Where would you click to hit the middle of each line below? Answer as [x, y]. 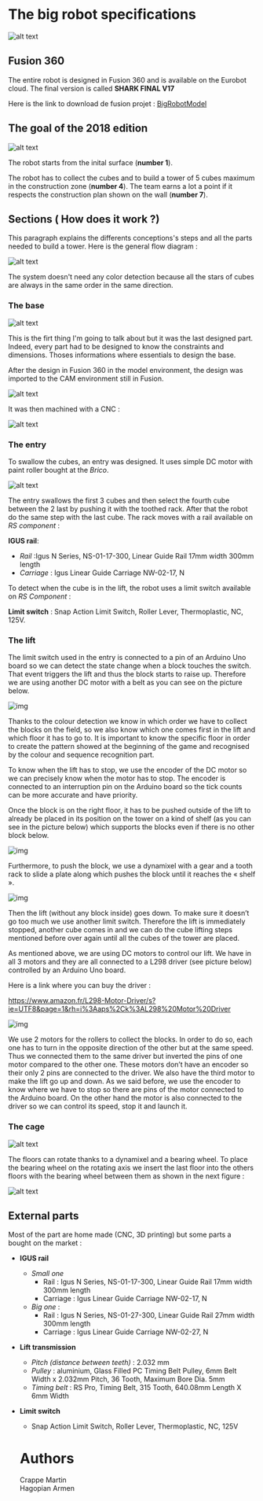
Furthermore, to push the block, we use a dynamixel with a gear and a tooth [131, 866]
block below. [29, 835]
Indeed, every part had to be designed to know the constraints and [116, 346]
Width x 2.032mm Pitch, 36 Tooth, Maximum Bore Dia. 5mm [128, 1379]
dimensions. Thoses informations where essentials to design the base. [122, 355]
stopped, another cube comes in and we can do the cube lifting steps [121, 930]
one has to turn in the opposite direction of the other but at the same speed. [131, 1048]
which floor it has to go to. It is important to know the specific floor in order [130, 738]
